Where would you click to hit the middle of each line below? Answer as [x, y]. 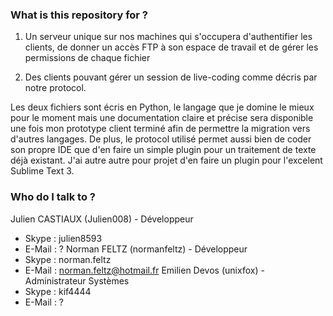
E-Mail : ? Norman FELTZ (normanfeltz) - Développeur [136, 249]
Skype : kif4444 [58, 291]
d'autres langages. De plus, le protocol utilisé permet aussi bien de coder [161, 139]
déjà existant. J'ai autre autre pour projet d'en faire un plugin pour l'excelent [166, 160]
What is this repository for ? [79, 15]
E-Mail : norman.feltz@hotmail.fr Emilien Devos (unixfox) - [144, 270]
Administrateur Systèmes [77, 280]
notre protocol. [55, 88]
